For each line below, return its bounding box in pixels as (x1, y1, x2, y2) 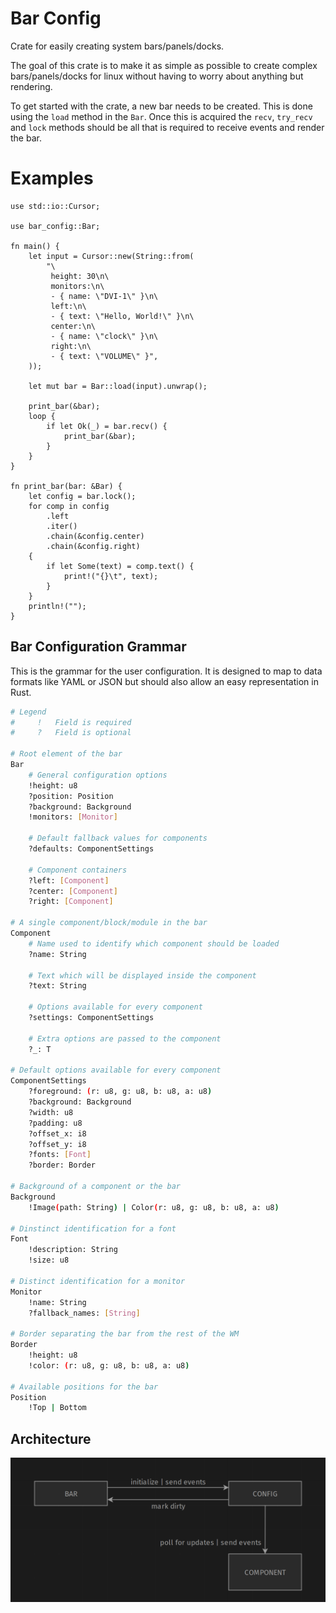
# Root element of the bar (10, 749, 123, 759)
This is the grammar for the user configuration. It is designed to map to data (10, 665, 323, 677)
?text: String (28, 981, 87, 991)
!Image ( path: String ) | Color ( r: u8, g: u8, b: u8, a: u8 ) (28, 1202, 280, 1212)
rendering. (10, 80, 53, 92)
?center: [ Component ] (28, 886, 118, 896)
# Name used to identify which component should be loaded (28, 938, 280, 949)
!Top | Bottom (28, 1403, 87, 1413)
